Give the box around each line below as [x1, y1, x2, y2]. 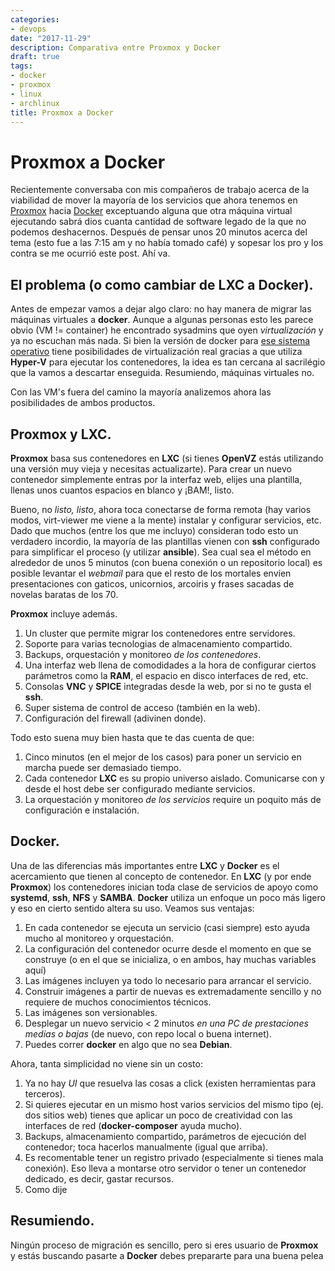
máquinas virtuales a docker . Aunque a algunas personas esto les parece [10, 314, 314, 326]
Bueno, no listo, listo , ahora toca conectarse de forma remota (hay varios [10, 503, 312, 515]
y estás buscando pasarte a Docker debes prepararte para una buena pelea [10, 1249, 324, 1261]
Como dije [24, 1183, 68, 1195]
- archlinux [10, 98, 60, 108]
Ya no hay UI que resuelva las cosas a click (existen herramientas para [24, 1077, 317, 1089]
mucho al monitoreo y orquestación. [24, 932, 175, 944]
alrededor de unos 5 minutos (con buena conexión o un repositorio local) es [10, 556, 323, 568]
